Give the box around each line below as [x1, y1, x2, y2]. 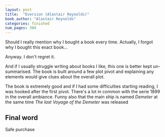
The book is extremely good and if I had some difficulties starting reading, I [5, 83, 158, 89]
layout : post [5, 7, 32, 12]
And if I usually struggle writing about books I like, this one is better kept [5, 64, 152, 69]
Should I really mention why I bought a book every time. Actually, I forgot [5, 39, 153, 45]
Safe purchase [5, 126, 35, 132]
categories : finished [5, 21, 50, 26]
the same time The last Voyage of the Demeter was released [5, 99, 128, 105]
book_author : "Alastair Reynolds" [5, 16, 77, 21]
